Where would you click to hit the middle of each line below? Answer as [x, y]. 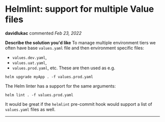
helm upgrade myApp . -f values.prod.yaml [49, 77]
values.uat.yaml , [29, 62]
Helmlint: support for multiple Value [80, 9]
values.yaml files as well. [30, 109]
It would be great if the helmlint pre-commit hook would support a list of [79, 104]
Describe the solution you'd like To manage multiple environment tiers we [81, 42]
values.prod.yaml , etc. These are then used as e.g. [64, 68]
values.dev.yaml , [29, 57]
